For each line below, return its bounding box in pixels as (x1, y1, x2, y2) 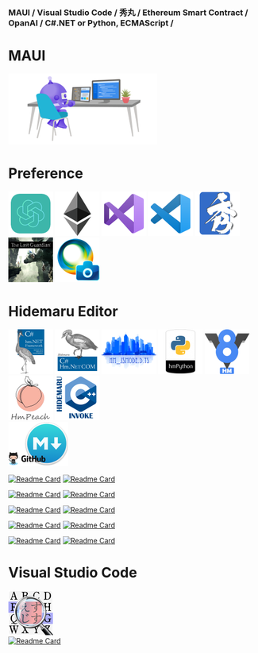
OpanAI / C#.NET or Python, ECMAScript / (8, 17, 174, 29)
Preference (8, 164, 83, 183)
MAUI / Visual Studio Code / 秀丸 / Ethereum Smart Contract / (8, 6, 248, 17)
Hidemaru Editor (8, 302, 118, 320)
